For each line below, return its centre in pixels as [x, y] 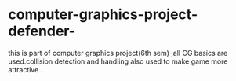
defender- [42, 31]
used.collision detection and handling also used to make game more [118, 61]
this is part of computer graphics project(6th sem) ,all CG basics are [118, 53]
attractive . [25, 69]
